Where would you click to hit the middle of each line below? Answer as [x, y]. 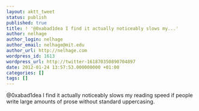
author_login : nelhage [35, 39]
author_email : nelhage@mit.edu [45, 45]
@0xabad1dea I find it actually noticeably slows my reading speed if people [100, 95]
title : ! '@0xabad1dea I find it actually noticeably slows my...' [93, 28]
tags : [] [17, 78]
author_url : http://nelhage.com [47, 51]
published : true [26, 23]
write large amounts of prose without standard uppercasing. [81, 101]
